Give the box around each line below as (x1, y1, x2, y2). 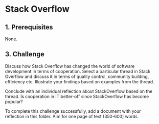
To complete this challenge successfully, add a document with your (5, 108, 141, 114)
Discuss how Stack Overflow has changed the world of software (5, 63, 135, 69)
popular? (5, 99, 23, 104)
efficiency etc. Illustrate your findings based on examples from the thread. (5, 78, 154, 84)
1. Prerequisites (5, 23, 53, 31)
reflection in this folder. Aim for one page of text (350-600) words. (5, 113, 139, 119)
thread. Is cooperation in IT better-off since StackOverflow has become (5, 93, 149, 99)
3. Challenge (5, 50, 45, 58)
